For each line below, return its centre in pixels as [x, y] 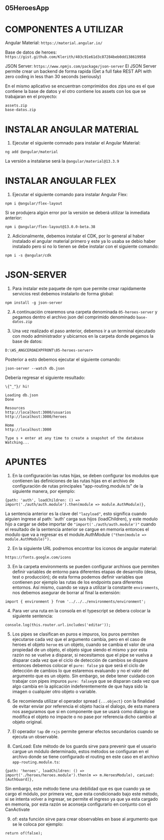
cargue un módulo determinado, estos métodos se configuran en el [80, 752]
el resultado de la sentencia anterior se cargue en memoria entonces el [77, 529]
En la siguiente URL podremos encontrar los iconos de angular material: [85, 549]
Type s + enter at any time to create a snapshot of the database [74, 438]
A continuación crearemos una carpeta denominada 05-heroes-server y [85, 312]
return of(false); [24, 833]
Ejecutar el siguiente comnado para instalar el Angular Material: [76, 143]
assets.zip [16, 106]
